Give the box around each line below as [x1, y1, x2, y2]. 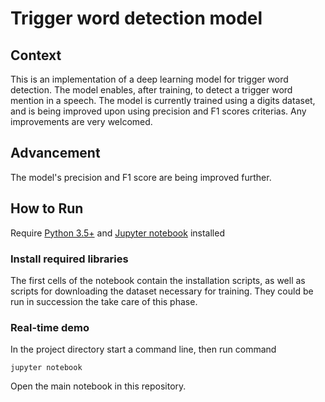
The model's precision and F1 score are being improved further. [10, 171, 272, 183]
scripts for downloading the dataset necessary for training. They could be [10, 285, 314, 297]
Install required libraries [10, 252, 129, 266]
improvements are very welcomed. [10, 116, 153, 127]
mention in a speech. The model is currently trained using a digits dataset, [10, 95, 316, 106]
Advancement [10, 145, 101, 162]
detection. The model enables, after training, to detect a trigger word [10, 84, 293, 96]
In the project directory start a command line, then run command [10, 343, 277, 356]
